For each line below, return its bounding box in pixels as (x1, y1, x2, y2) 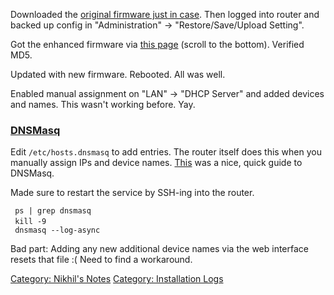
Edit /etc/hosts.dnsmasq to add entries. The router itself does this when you (10, 146, 322, 158)
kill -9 (14, 217, 47, 227)
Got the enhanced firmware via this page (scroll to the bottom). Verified (10, 39, 305, 50)
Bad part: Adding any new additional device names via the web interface (10, 243, 309, 255)
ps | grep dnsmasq (14, 206, 92, 216)
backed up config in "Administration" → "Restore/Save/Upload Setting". (10, 19, 305, 31)
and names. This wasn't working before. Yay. (10, 99, 196, 110)
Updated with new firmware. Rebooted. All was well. (10, 69, 226, 80)
